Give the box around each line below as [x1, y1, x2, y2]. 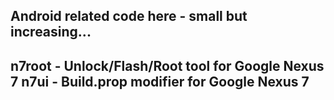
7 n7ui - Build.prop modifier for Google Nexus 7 [10, 73, 310, 90]
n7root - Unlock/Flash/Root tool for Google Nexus [10, 57, 325, 74]
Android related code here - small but [10, 8, 248, 25]
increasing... [10, 24, 92, 41]
